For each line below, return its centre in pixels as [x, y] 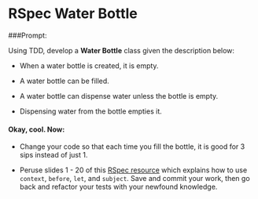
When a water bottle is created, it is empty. [89, 65]
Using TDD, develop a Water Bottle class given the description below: [121, 50]
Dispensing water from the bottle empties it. [91, 111]
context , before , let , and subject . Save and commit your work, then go [135, 179]
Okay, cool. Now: [37, 129]
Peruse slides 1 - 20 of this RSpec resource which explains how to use [133, 170]
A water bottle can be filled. [64, 81]
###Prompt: [28, 35]
